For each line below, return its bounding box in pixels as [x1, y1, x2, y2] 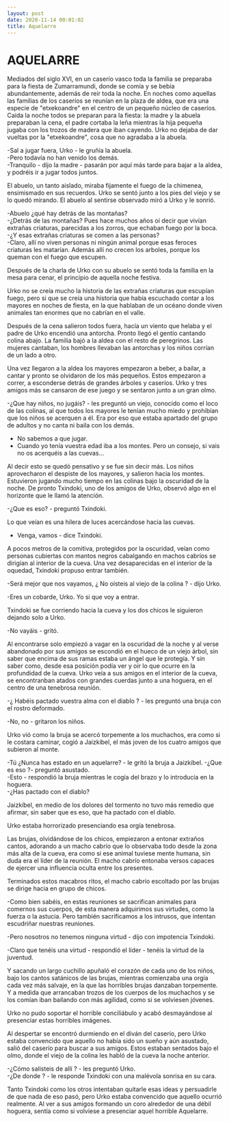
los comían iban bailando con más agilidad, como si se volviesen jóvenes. [7, 996, 215, 1004]
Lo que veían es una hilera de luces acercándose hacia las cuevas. [7, 518, 196, 526]
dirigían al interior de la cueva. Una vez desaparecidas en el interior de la [7, 559, 213, 567]
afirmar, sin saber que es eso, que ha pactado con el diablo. [7, 808, 176, 816]
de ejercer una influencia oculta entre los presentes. [7, 864, 154, 872]
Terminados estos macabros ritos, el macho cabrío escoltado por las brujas [7, 877, 220, 886]
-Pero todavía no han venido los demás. [7, 153, 120, 162]
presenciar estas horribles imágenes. [7, 1017, 111, 1025]
